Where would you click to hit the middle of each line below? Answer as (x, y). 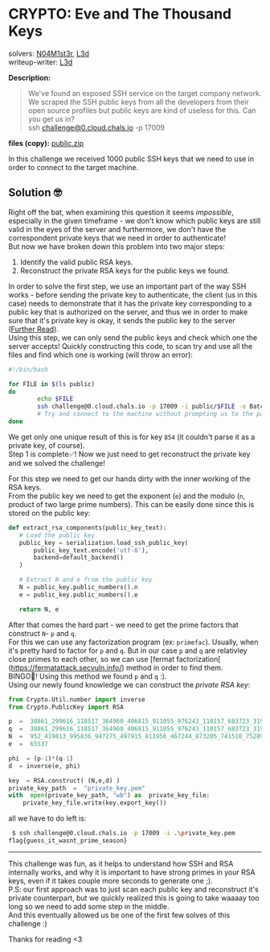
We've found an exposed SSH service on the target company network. (145, 93)
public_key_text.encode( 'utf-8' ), (91, 550)
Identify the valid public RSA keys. (76, 262)
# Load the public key (57, 535)
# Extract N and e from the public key (86, 580)
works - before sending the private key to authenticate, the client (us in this (133, 294)
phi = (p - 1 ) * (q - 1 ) (41, 759)
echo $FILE (55, 399)
